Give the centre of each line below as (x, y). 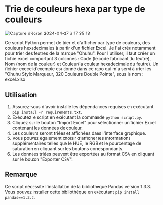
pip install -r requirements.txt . (47, 112)
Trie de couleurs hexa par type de (75, 9)
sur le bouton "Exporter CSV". (42, 159)
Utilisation (21, 95)
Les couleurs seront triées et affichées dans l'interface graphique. (79, 133)
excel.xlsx (15, 79)
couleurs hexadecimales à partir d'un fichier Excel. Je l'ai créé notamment (80, 48)
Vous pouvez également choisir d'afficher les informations (71, 138)
